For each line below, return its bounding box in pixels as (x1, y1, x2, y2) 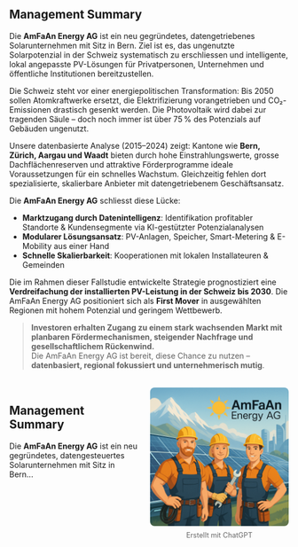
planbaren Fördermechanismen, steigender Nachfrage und (30, 332, 254, 342)
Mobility (21, 240, 52, 251)
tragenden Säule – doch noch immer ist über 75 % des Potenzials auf (9, 113, 262, 124)
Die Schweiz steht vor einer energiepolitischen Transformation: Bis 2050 (9, 85, 274, 96)
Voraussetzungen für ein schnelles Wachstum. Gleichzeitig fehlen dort (9, 168, 267, 179)
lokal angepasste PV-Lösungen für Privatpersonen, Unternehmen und (9, 59, 264, 69)
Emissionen (9, 104, 51, 114)
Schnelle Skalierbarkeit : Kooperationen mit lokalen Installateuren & (21, 250, 269, 261)
